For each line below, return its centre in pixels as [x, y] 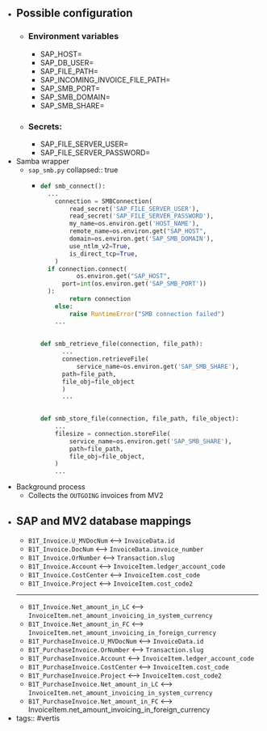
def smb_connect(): [73, 186]
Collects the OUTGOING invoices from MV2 [96, 496]
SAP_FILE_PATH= [69, 71]
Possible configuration [74, 13]
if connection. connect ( [87, 269]
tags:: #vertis [38, 718]
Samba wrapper [43, 161]
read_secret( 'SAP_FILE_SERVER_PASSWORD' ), [142, 216]
